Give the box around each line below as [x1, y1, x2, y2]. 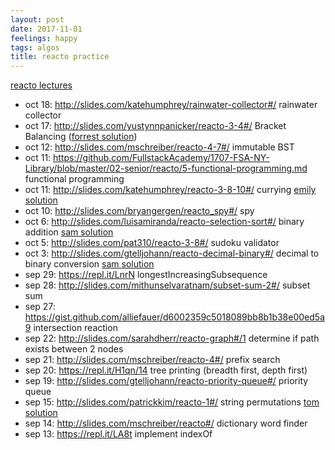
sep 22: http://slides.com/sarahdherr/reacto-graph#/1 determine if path [24, 332, 320, 345]
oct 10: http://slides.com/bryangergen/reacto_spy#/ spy [24, 205, 255, 217]
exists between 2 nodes [24, 343, 124, 355]
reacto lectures [10, 79, 73, 91]
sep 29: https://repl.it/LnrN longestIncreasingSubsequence [24, 269, 268, 281]
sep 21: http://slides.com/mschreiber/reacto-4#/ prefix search [24, 354, 281, 366]
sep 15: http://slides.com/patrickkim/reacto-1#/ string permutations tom [24, 396, 320, 408]
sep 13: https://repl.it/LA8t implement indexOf [24, 428, 213, 440]
